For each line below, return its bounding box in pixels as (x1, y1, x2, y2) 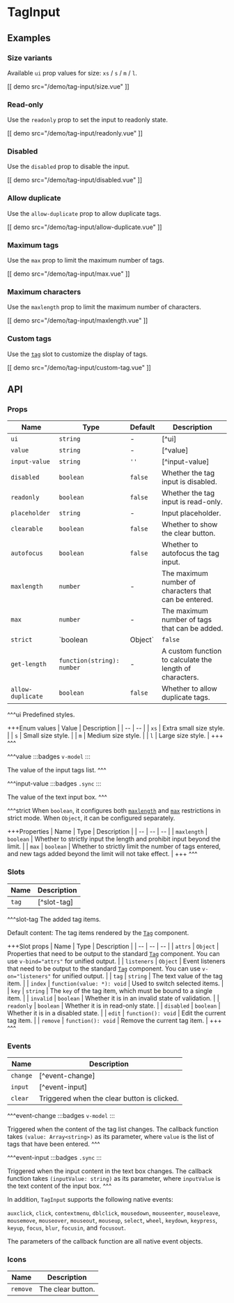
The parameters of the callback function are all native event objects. (7, 1237, 203, 1245)
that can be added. (161, 624, 224, 633)
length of (161, 664, 192, 674)
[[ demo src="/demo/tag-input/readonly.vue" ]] (7, 129, 143, 138)
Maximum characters (7, 287, 81, 297)
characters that (161, 586, 212, 596)
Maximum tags (7, 240, 59, 250)
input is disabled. (161, 477, 217, 487)
